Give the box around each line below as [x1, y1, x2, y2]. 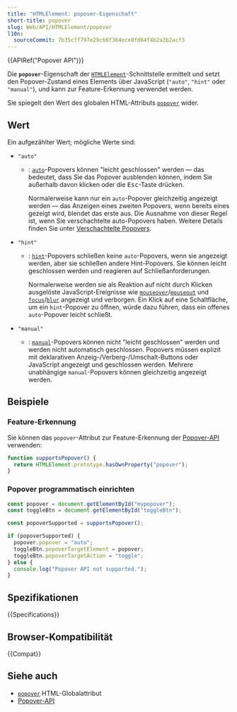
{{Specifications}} [7, 610, 60, 619]
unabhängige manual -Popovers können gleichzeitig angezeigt [28, 367, 207, 376]
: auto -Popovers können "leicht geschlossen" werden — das [28, 165, 204, 173]
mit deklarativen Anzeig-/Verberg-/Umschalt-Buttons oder [28, 352, 199, 361]
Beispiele [7, 396, 50, 408]
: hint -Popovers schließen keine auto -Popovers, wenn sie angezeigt [28, 251, 228, 260]
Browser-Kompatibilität [7, 631, 113, 643]
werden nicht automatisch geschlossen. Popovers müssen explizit [28, 345, 221, 354]
